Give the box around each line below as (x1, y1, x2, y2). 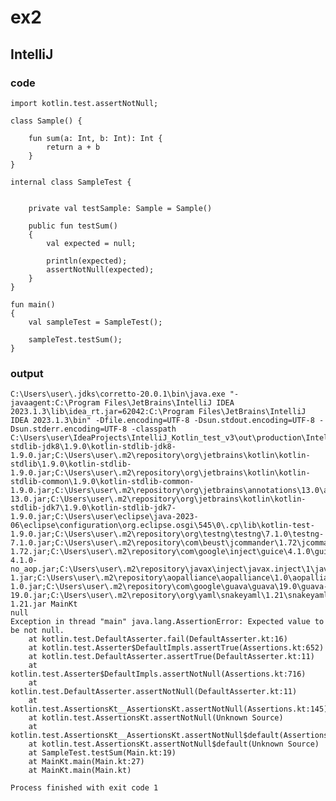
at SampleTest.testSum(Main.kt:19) (28, 748, 177, 758)
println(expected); (46, 256, 128, 266)
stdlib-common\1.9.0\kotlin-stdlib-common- (10, 477, 195, 487)
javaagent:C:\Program (10, 398, 101, 408)
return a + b (46, 142, 101, 152)
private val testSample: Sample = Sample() (28, 203, 213, 213)
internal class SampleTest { (10, 177, 132, 187)
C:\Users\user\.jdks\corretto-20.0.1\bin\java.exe (10, 389, 226, 400)
